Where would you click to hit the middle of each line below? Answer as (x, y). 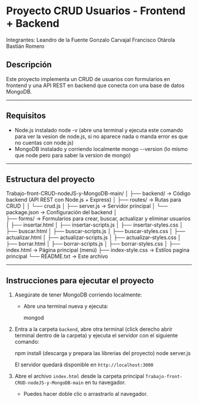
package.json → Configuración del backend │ (62, 212)
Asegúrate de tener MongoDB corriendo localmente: (78, 295)
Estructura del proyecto (51, 179)
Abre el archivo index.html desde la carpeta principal (79, 376)
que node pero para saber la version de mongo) (73, 155)
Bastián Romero (25, 46)
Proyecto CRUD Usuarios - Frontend (96, 11)
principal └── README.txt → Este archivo (57, 256)
